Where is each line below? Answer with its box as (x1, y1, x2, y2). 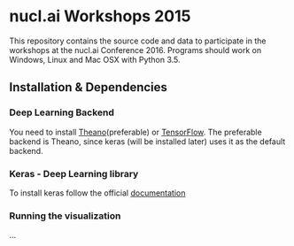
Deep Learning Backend (9, 106, 115, 119)
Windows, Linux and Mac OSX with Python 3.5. (9, 54, 181, 65)
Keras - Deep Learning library (9, 167, 139, 180)
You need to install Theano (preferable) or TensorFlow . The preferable (9, 127, 263, 137)
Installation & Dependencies (9, 80, 168, 95)
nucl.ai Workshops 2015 (9, 6, 191, 27)
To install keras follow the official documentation (9, 188, 186, 198)
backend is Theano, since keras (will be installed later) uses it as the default (9, 135, 286, 147)
